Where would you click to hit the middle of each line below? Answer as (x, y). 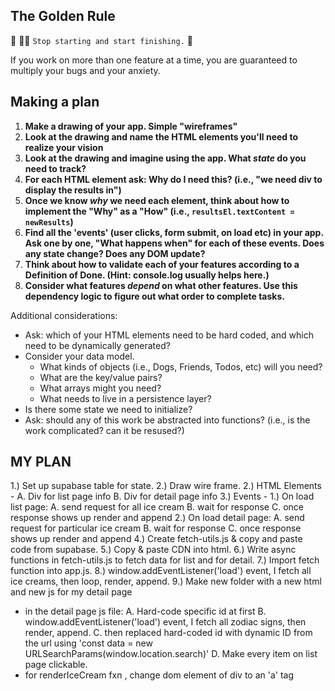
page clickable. (56, 665)
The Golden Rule (63, 16)
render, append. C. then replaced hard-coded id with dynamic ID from (168, 633)
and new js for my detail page (71, 592)
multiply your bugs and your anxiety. (85, 70)
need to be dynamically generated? (97, 345)
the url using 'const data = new (88, 643)
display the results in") (73, 190)
